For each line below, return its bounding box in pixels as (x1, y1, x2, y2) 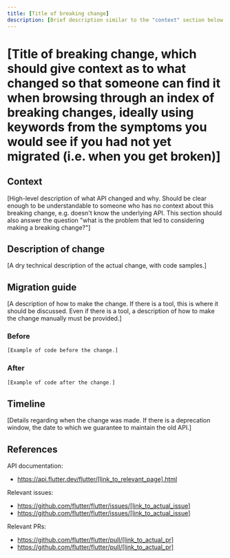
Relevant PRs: (7, 522, 47, 530)
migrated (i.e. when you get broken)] (7, 149, 221, 164)
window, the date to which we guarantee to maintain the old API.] (7, 424, 191, 432)
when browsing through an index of (7, 90, 215, 105)
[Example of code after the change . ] (7, 379, 116, 386)
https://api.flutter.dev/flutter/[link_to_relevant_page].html (17, 475, 178, 484)
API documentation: (7, 462, 63, 470)
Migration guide (7, 281, 77, 293)
